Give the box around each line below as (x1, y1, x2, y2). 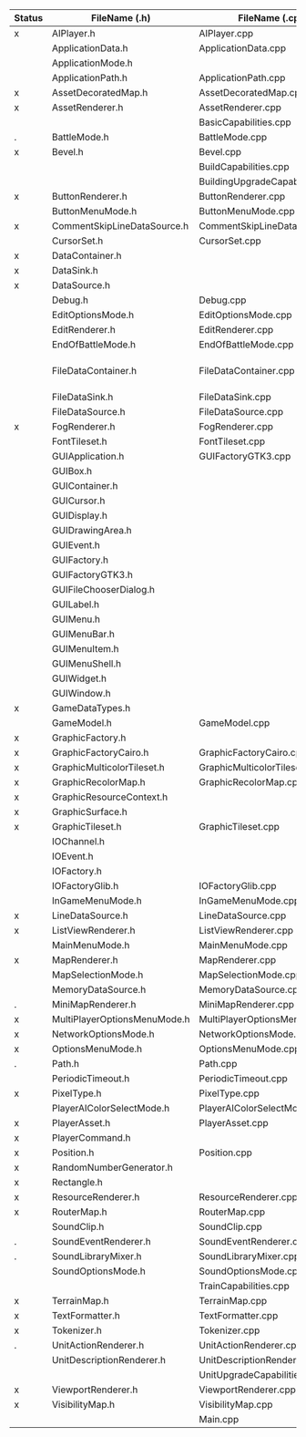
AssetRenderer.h (51, 101, 124, 113)
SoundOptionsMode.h (51, 1265, 146, 1277)
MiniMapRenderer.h (51, 998, 137, 1010)
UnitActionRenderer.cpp (199, 1339, 302, 1351)
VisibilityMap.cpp (199, 1399, 273, 1411)
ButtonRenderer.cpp (199, 191, 286, 202)
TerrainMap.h (51, 1295, 109, 1307)
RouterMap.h (51, 1205, 107, 1218)
